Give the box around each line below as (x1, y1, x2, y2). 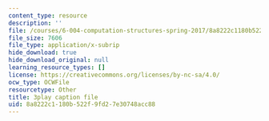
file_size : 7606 (8, 33, 62, 42)
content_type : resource (8, 11, 88, 20)
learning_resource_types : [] (8, 64, 106, 72)
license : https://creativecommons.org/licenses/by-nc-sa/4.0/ (8, 71, 220, 79)
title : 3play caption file (8, 93, 98, 101)
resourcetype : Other (8, 85, 78, 94)
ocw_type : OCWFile (8, 78, 70, 86)
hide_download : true (8, 49, 78, 57)
